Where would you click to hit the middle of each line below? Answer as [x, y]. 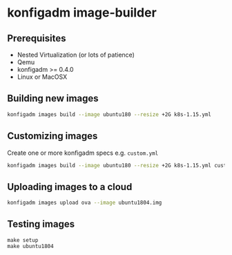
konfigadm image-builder [82, 13]
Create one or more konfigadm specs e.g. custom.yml [83, 153]
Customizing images [52, 136]
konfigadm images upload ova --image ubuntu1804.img [85, 203]
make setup [23, 240]
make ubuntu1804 [30, 246]
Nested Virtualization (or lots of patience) [76, 55]
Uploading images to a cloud [70, 187]
